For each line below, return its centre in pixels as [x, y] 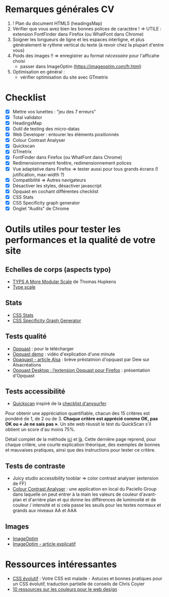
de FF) [19, 484]
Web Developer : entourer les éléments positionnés [66, 135]
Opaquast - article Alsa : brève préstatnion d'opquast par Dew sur [81, 359]
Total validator [27, 117]
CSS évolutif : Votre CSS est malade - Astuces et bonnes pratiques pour [87, 578]
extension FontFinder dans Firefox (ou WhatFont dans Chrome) [78, 34]
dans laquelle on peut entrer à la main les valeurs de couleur [75, 494]
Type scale [24, 287]
